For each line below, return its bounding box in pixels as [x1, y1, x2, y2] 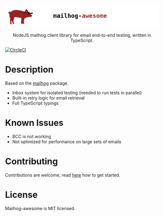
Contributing [5, 156, 58, 167]
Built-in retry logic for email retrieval [12, 95, 85, 101]
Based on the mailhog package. [5, 80, 69, 86]
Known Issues [5, 117, 64, 128]
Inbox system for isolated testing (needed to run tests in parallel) [12, 90, 143, 96]
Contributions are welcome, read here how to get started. [5, 172, 121, 178]
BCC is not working [12, 133, 51, 139]
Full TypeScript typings [12, 100, 59, 106]
